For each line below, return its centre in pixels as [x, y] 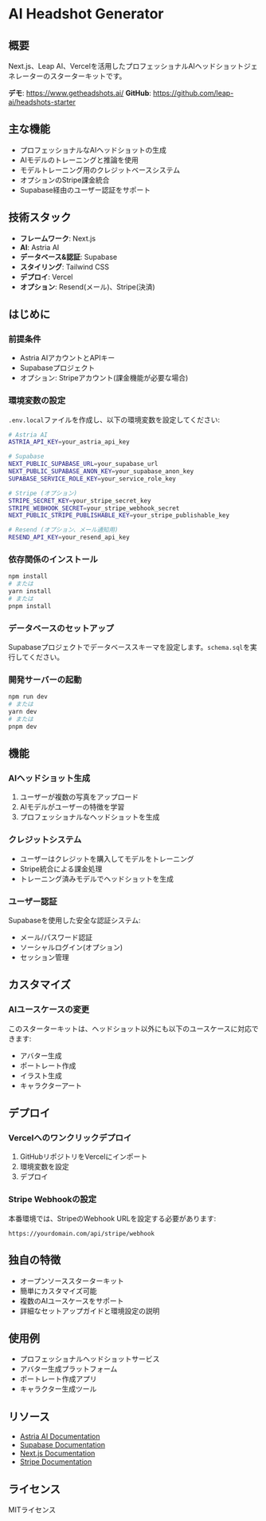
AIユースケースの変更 [49, 1009]
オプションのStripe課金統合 [65, 180]
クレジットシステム [45, 840]
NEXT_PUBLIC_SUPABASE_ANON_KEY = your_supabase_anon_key [101, 472]
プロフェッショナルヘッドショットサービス [90, 1359]
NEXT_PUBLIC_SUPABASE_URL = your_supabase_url [83, 464]
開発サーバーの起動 [45, 680]
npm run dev [28, 697]
